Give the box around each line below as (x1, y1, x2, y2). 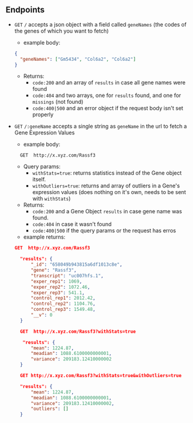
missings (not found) (32, 98, 84, 105)
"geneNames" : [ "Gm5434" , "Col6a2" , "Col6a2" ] (20, 56, 136, 62)
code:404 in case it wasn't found (32, 221, 112, 228)
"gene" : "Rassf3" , (30, 268, 77, 274)
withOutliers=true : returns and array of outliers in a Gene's (32, 182, 180, 189)
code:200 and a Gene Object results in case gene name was (32, 208, 182, 215)
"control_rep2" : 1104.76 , (30, 301, 96, 307)
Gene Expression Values (14, 129, 75, 136)
